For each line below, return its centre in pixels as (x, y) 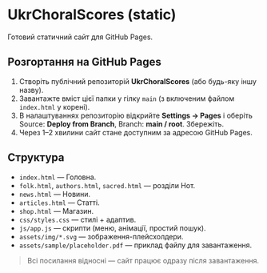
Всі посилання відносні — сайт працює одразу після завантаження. (143, 260)
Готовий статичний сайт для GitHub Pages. (80, 37)
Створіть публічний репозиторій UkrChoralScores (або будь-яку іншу (138, 81)
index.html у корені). (54, 106)
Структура (36, 158)
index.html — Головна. (58, 177)
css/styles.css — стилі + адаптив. (78, 219)
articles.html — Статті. (60, 203)
